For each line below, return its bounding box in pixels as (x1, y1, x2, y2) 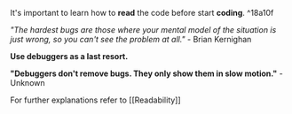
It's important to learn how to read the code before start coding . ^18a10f (10, 8, 274, 18)
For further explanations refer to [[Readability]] (10, 95, 181, 105)
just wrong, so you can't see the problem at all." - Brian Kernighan (10, 34, 252, 44)
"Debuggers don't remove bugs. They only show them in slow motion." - (10, 68, 283, 79)
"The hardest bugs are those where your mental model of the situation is (10, 25, 277, 34)
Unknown (10, 78, 45, 87)
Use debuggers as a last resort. (10, 51, 129, 61)
